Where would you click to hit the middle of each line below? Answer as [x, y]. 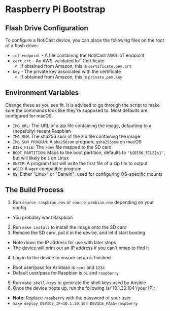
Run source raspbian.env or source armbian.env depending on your [83, 202]
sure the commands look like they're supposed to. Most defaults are [77, 110]
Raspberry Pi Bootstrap [55, 9]
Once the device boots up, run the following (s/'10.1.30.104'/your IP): [84, 288]
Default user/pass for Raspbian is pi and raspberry [66, 273]
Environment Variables [42, 93]
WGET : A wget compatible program [47, 169]
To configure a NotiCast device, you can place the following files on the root [85, 40]
